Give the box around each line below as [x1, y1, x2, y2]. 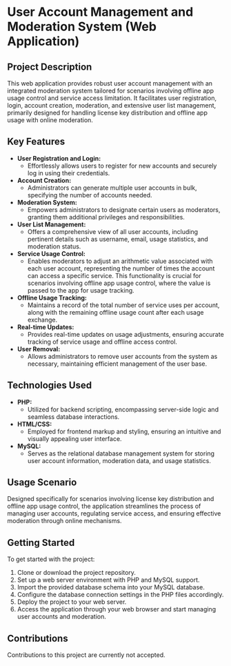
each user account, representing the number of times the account [27, 264, 215, 273]
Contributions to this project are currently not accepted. [7, 651, 165, 659]
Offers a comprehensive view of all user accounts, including [27, 227, 199, 235]
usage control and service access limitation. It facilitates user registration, [7, 94, 217, 102]
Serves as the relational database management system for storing [27, 449, 215, 458]
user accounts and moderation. [17, 612, 107, 621]
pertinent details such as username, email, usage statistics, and [27, 235, 208, 243]
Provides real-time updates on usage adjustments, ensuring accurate [27, 330, 224, 338]
